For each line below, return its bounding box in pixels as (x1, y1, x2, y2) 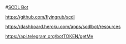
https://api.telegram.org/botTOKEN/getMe (5, 33, 93, 39)
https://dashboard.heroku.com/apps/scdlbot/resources (5, 23, 121, 29)
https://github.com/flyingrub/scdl (5, 14, 75, 19)
